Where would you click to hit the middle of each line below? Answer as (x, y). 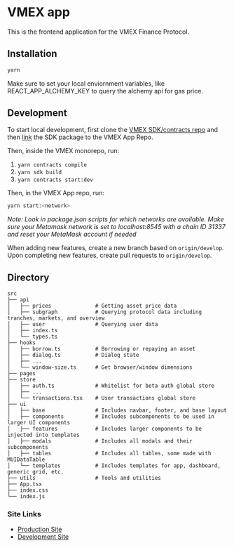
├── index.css (28, 490)
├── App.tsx (25, 484)
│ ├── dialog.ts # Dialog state (73, 355)
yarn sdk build (40, 173)
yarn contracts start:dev (55, 180)
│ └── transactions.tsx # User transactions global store (102, 398)
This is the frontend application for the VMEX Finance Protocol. (98, 32)
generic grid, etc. (36, 472)
